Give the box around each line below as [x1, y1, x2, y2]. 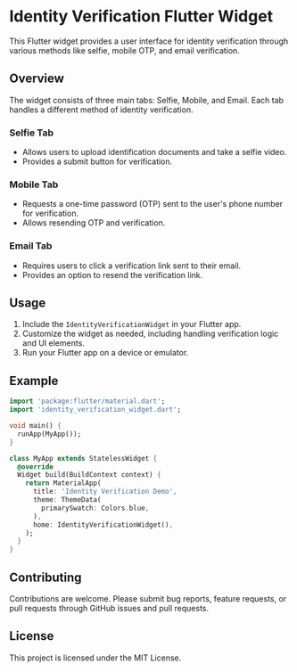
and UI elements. [21, 338, 85, 348]
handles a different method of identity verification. [9, 104, 194, 115]
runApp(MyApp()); [17, 430, 82, 438]
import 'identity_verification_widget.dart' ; [9, 406, 181, 414]
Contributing [9, 570, 82, 585]
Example [9, 373, 59, 389]
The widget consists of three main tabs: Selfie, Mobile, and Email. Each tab [9, 94, 284, 105]
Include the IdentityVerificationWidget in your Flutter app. [21, 319, 242, 330]
